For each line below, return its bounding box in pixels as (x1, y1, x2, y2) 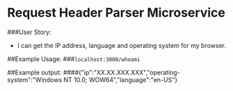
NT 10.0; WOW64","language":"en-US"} (63, 75, 178, 84)
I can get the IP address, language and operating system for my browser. (17, 41, 227, 49)
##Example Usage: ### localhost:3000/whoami (7, 54, 140, 63)
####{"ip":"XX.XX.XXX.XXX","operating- (63, 68, 181, 76)
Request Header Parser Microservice (7, 5, 226, 21)
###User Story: (7, 28, 51, 36)
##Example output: (7, 68, 62, 76)
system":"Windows (7, 75, 63, 84)
